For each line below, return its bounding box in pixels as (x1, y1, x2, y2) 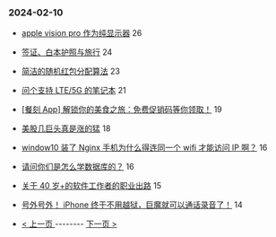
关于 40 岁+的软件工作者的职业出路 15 (21, 180, 162, 191)
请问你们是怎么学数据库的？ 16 (21, 162, 135, 172)
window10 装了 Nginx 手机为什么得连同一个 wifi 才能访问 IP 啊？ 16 (21, 142, 268, 154)
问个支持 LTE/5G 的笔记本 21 (21, 85, 126, 96)
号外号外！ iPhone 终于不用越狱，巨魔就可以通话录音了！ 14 (21, 199, 243, 210)
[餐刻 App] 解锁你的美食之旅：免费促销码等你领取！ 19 (21, 104, 223, 115)
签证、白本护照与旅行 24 (21, 47, 113, 57)
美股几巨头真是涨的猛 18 (21, 123, 111, 134)
